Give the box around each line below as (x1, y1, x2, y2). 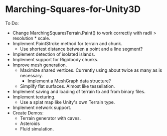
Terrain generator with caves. (20, 115, 81, 121)
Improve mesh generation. (12, 62, 67, 68)
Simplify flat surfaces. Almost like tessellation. (20, 83, 115, 89)
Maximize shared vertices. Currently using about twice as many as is (20, 67, 162, 73)
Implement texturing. (12, 94, 56, 100)
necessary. (20, 72, 43, 78)
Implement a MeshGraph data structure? (27, 78, 111, 84)
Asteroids (20, 120, 40, 126)
